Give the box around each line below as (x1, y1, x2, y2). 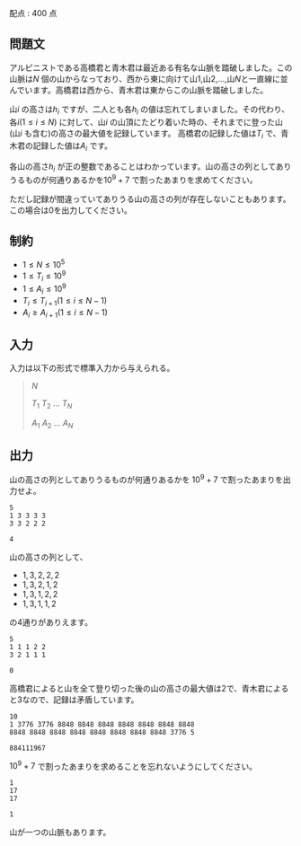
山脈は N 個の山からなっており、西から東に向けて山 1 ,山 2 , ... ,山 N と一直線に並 (9, 73, 288, 84)
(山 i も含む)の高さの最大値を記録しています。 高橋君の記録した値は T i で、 (9, 128, 281, 141)
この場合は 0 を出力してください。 (9, 205, 133, 216)
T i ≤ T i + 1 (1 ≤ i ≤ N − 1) (22, 295, 108, 308)
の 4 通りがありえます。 (9, 616, 93, 627)
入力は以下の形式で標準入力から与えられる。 (9, 363, 175, 374)
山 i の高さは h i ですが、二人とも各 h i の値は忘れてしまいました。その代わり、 (9, 103, 290, 117)
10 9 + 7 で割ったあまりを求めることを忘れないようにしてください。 (9, 759, 258, 771)
